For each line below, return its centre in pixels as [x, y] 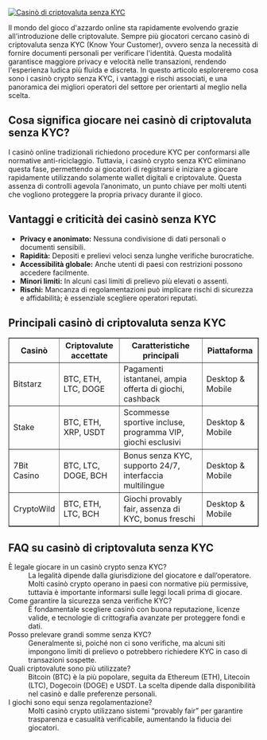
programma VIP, [153, 433]
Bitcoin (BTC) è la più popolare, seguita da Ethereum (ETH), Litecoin [139, 677]
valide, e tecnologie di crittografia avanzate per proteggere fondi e [137, 618]
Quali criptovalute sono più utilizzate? [70, 668]
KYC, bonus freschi [159, 519]
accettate [89, 356]
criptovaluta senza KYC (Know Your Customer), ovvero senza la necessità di [133, 45]
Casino [26, 476]
